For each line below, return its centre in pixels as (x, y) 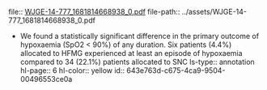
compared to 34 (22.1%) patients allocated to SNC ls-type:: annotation (137, 62)
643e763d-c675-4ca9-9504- (176, 71)
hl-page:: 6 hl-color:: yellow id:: (72, 71)
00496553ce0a (46, 79)
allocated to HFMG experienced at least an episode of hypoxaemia (131, 53)
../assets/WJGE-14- (214, 12)
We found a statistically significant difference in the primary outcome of (140, 36)
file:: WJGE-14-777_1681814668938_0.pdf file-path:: (94, 12)
